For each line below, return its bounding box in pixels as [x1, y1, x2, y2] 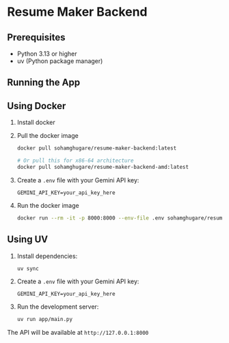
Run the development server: [16, 303, 99, 311]
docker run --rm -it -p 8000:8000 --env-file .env [16, 214, 165, 222]
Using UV [7, 234, 49, 246]
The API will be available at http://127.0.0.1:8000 [7, 329, 149, 337]
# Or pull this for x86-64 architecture [16, 157, 134, 165]
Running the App [7, 77, 81, 88]
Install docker [16, 118, 56, 127]
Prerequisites [7, 32, 66, 43]
